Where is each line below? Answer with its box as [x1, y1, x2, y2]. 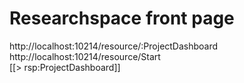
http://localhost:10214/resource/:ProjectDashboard [9, 40, 219, 52]
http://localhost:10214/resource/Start [9, 50, 161, 62]
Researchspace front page [9, 7, 235, 30]
